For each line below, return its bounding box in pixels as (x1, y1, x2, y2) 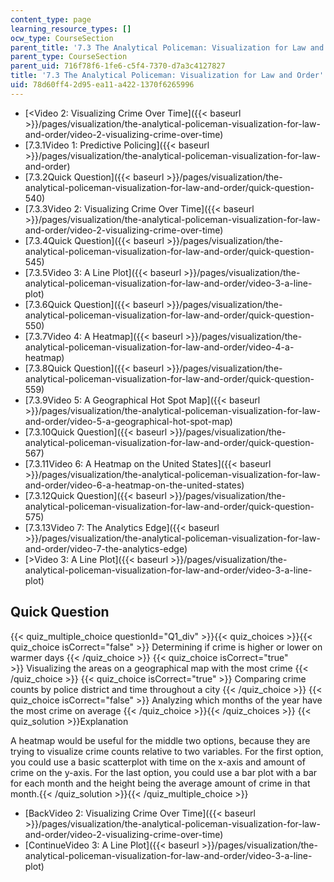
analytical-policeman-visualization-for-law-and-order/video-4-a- (24, 341, 295, 353)
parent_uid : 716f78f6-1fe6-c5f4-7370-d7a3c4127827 (10, 61, 226, 71)
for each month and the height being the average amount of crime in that (10, 777, 311, 789)
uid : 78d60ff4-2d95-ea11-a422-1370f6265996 (10, 80, 195, 90)
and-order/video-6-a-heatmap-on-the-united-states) (24, 479, 245, 491)
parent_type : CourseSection (10, 52, 128, 62)
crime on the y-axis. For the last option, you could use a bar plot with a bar (10, 766, 318, 778)
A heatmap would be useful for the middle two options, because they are (10, 734, 311, 746)
